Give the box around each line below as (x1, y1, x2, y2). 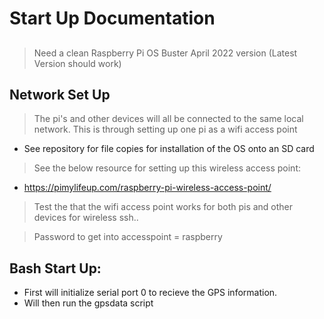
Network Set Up (9, 86, 111, 103)
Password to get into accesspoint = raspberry (33, 231, 223, 243)
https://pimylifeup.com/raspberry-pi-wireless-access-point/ (23, 182, 272, 194)
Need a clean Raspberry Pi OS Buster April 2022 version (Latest (33, 47, 298, 59)
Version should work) (33, 57, 122, 69)
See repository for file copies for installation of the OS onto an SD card (23, 143, 315, 155)
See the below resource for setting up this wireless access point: (33, 162, 301, 174)
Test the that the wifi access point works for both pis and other (33, 201, 294, 213)
